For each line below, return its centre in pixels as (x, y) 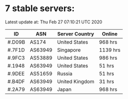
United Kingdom (75, 82)
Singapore (69, 50)
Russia (64, 73)
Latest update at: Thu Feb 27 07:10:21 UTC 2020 (54, 22)
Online (110, 33)
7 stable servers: (40, 8)
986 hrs (108, 58)
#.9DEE (16, 73)
